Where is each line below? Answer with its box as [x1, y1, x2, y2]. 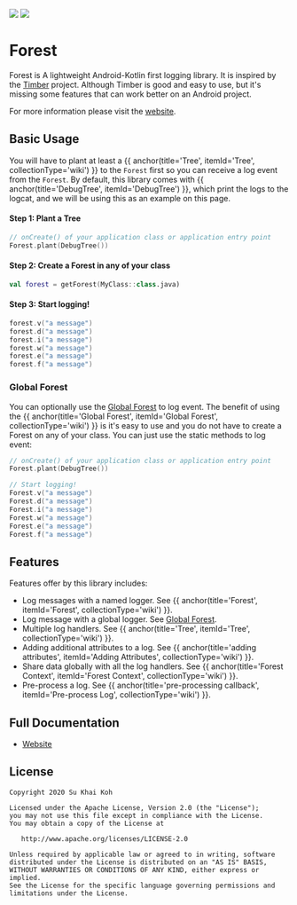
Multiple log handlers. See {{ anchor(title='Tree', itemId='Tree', [21, 624, 251, 634]
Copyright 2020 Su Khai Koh [9, 788, 113, 797]
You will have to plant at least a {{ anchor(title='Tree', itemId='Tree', [9, 155, 255, 166]
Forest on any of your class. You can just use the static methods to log [9, 429, 266, 440]
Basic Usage [9, 131, 80, 146]
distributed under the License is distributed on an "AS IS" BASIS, [9, 857, 268, 867]
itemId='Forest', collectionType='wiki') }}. [21, 604, 173, 616]
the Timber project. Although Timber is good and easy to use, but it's [9, 79, 262, 90]
